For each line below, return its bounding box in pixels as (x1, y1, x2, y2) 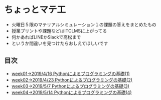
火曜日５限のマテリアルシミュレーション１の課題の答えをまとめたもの (11, 21, 157, 27)
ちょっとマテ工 (4, 4, 66, 15)
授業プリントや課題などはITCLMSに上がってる (11, 27, 107, 33)
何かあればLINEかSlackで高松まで (11, 34, 81, 40)
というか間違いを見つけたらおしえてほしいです (11, 40, 108, 46)
